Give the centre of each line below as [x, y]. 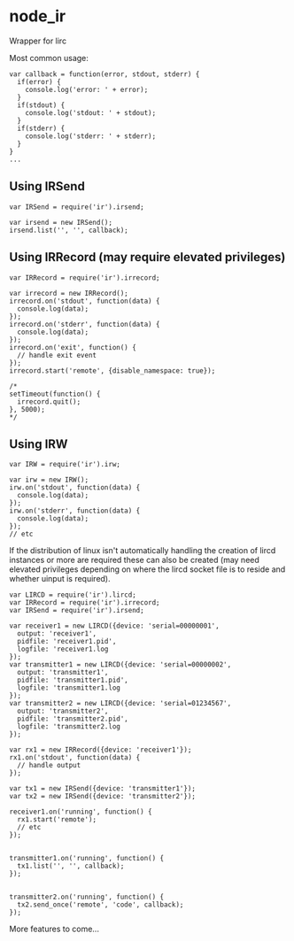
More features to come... [54, 929]
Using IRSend [47, 186]
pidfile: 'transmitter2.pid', [73, 719]
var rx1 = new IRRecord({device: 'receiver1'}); [101, 750]
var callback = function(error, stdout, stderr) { [104, 74]
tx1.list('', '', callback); [71, 866]
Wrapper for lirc [38, 41]
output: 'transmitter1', [63, 673]
